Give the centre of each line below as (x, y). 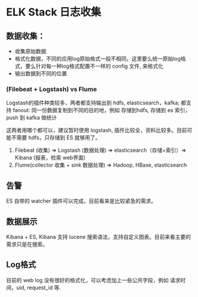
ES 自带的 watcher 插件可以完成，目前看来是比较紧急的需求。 (81, 201)
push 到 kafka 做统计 (32, 118)
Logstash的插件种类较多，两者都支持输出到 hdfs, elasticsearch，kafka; (93, 103)
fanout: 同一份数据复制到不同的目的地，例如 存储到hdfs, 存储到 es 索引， (102, 110)
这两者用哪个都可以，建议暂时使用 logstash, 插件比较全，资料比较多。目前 (97, 130)
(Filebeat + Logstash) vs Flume (52, 89)
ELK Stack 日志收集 (54, 12)
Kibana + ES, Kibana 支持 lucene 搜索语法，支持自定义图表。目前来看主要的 (99, 237)
